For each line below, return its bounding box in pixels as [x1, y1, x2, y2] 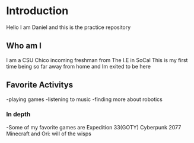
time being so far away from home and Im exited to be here [6, 63, 151, 70]
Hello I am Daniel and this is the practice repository [6, 24, 131, 31]
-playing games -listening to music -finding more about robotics [6, 96, 163, 103]
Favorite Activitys [6, 80, 73, 90]
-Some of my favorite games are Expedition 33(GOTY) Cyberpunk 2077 [6, 123, 182, 131]
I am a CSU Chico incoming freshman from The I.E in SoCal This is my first [6, 56, 188, 63]
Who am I [6, 41, 42, 51]
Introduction [6, 4, 69, 18]
